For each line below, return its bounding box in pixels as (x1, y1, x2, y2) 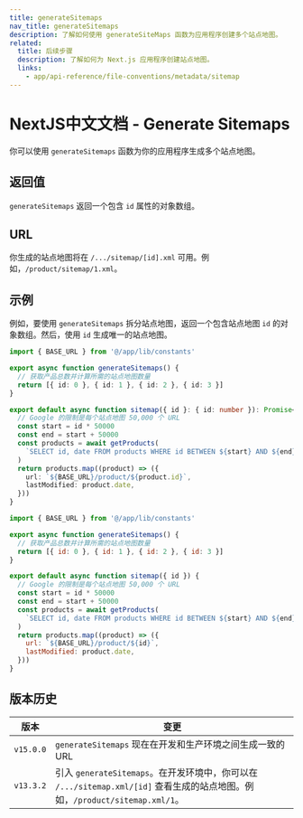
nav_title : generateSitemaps (9, 22, 119, 31)
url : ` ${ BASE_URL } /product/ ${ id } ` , (25, 639, 160, 648)
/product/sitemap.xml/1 (73, 794, 176, 805)
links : (17, 64, 42, 73)
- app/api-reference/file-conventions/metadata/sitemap (25, 72, 241, 81)
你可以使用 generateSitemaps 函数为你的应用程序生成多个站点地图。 (9, 146, 261, 156)
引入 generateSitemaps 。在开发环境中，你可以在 (55, 766, 259, 778)
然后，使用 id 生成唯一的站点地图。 (40, 329, 173, 340)
